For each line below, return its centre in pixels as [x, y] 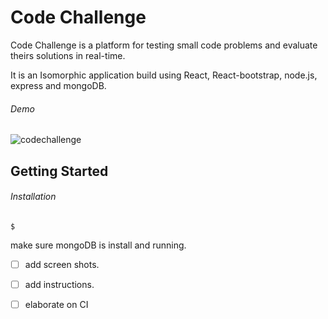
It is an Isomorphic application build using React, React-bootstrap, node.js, [164, 75]
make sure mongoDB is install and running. [98, 245]
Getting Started [59, 171]
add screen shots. [62, 264]
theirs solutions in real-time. [68, 55]
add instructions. [59, 284]
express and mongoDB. [58, 85]
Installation [33, 197]
